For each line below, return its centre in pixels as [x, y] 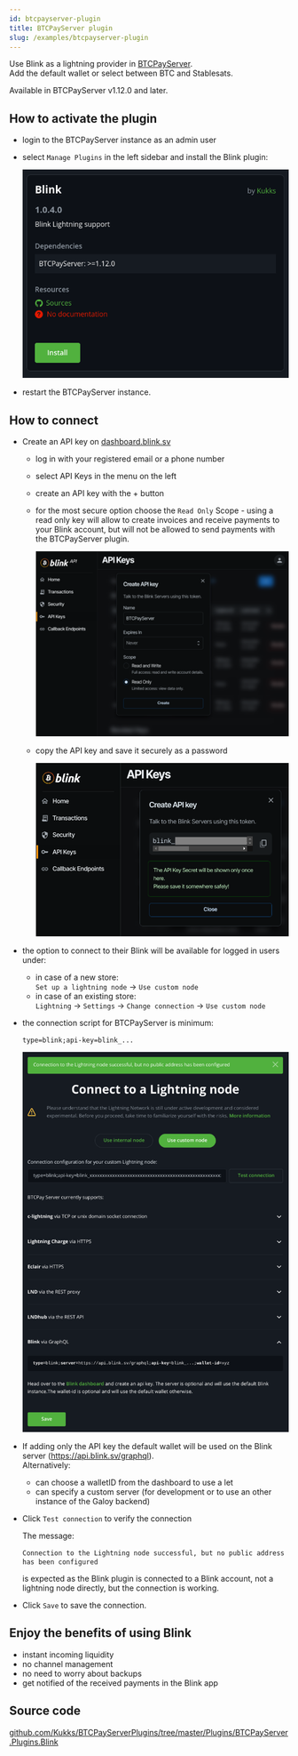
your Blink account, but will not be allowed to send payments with [155, 529]
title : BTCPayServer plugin [61, 28]
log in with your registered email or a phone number [130, 459]
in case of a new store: [77, 977]
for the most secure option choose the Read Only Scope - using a [154, 510]
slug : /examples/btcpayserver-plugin [79, 37]
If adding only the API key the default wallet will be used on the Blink [147, 1446]
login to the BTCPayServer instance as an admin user [119, 140]
